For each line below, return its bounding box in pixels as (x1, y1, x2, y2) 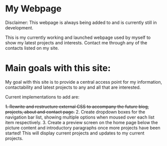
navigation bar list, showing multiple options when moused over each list (5, 114, 155, 120)
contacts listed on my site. (5, 45, 59, 51)
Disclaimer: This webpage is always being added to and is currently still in (5, 19, 157, 25)
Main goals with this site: (5, 63, 111, 74)
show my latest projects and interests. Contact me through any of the (5, 39, 148, 45)
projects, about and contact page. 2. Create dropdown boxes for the (5, 109, 146, 115)
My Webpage (5, 3, 62, 14)
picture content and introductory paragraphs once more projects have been (5, 125, 161, 131)
